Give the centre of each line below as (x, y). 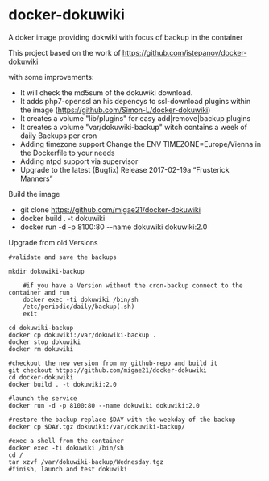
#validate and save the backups (62, 257)
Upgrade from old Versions (53, 242)
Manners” (36, 178)
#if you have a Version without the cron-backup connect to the (133, 285)
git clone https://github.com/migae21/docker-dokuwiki (110, 209)
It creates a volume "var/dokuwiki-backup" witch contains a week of (134, 127)
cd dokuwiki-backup (41, 328)
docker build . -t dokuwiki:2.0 (62, 384)
